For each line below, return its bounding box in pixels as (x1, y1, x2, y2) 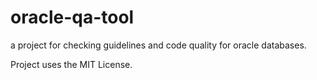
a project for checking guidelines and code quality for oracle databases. (10, 39, 307, 51)
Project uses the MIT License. (10, 58, 133, 70)
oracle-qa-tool (10, 6, 135, 29)
